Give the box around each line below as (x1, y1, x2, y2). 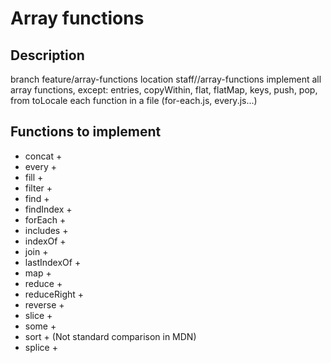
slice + (24, 309, 53, 321)
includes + (24, 224, 69, 236)
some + (24, 320, 57, 332)
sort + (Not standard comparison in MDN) (24, 330, 197, 342)
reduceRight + (24, 288, 85, 300)
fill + (24, 171, 44, 183)
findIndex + (24, 203, 73, 215)
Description (10, 47, 85, 64)
